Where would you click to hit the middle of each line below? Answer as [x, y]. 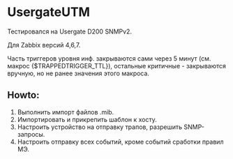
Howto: [23, 95]
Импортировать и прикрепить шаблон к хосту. [87, 119]
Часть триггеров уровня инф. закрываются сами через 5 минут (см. [109, 58]
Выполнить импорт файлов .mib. [66, 112]
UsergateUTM [49, 12]
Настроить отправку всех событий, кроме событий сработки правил [120, 142]
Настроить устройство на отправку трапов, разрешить [100, 127]
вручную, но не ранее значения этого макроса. [78, 73]
